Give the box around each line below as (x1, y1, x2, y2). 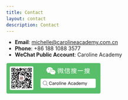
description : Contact (6, 22, 60, 28)
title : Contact (6, 9, 44, 15)
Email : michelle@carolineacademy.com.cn (14, 39, 119, 46)
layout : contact (6, 15, 46, 22)
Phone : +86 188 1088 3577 (14, 45, 81, 52)
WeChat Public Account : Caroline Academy (14, 51, 123, 58)
